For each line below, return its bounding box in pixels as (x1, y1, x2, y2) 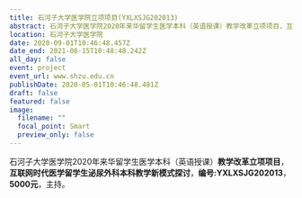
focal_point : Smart (17, 122, 91, 131)
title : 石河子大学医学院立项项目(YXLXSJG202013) (9, 13, 179, 22)
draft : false (9, 88, 58, 97)
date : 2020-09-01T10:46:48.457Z (9, 38, 130, 48)
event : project (9, 64, 67, 73)
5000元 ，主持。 (9, 178, 70, 189)
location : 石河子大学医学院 (9, 30, 103, 39)
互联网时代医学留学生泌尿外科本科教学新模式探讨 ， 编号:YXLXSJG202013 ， (9, 167, 291, 178)
